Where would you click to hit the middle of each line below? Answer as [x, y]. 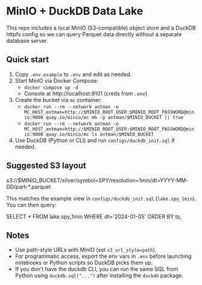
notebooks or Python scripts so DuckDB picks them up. [84, 263]
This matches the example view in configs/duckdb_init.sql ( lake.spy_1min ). [101, 198]
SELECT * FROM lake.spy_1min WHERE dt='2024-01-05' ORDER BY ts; [94, 216]
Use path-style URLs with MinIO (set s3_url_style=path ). [86, 250]
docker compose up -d [51, 88]
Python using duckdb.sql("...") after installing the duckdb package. [99, 275]
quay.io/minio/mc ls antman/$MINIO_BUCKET [100, 134]
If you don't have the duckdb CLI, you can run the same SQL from [96, 269]
